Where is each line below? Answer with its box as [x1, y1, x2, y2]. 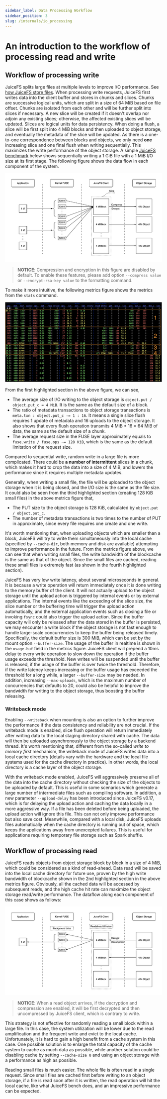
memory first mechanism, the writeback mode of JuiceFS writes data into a [5, 749, 160, 755]
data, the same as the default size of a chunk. [12, 428, 106, 434]
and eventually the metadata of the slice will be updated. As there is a [5, 132, 148, 138]
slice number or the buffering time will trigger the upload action [5, 603, 135, 609]
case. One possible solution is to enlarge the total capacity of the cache [5, 1041, 152, 1047]
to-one [5, 137, 19, 143]
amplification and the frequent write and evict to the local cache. [5, 1031, 138, 1037]
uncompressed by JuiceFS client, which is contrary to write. [17, 1010, 141, 1017]
